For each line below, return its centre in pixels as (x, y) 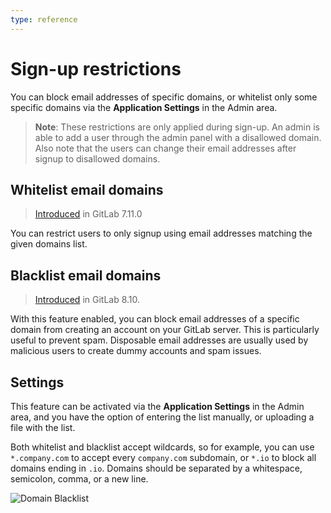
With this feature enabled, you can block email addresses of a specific (155, 319)
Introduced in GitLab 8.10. (87, 300)
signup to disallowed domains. (97, 158)
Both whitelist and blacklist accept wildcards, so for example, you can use (162, 447)
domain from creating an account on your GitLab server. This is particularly (165, 330)
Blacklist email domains (86, 275)
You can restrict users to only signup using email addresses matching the (161, 233)
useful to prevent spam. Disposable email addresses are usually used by (159, 340)
